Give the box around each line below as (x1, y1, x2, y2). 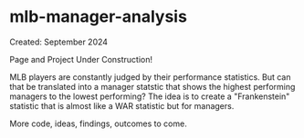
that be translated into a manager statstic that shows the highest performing (9, 81, 296, 92)
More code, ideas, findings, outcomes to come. (9, 118, 187, 129)
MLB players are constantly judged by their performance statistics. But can (9, 71, 291, 83)
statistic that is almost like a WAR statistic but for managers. (9, 100, 235, 111)
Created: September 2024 (9, 36, 108, 47)
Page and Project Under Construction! (9, 54, 153, 64)
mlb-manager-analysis (9, 6, 187, 27)
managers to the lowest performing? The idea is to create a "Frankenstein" (9, 91, 290, 102)
